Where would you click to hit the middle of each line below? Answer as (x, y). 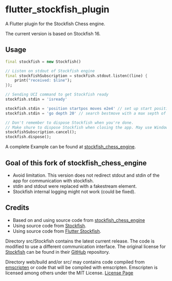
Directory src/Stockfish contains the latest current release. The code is (80, 241)
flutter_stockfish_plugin (57, 10)
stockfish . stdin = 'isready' (36, 99)
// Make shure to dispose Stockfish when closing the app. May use (79, 127)
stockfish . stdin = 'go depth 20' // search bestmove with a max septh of (86, 113)
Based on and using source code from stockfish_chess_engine (79, 220)
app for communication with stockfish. (53, 180)
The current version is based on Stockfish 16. (53, 33)
